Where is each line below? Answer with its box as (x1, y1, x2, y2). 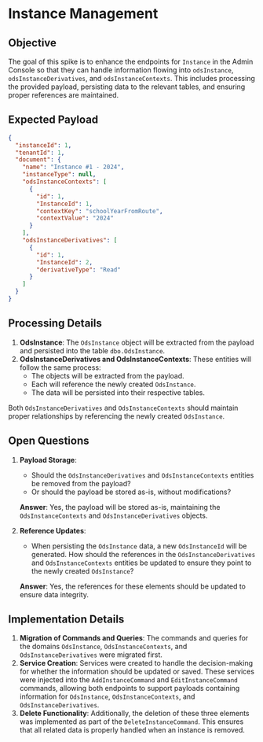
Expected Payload (8, 113, 99, 127)
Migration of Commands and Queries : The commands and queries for (19, 633, 249, 643)
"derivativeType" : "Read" (36, 265, 122, 274)
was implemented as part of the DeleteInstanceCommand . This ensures (19, 717, 244, 726)
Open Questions (8, 434, 89, 448)
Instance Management (8, 5, 159, 23)
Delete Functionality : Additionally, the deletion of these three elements (19, 709, 250, 718)
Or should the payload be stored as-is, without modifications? (31, 487, 232, 497)
